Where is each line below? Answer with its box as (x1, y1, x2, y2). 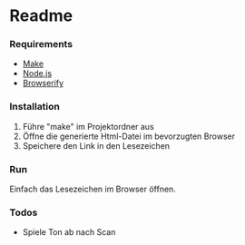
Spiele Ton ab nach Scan (22, 227, 116, 238)
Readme (9, 5, 73, 26)
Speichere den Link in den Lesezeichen (22, 140, 171, 151)
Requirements (9, 38, 73, 51)
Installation (9, 101, 61, 113)
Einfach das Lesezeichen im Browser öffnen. (9, 183, 177, 195)
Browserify (22, 78, 64, 89)
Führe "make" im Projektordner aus (22, 121, 154, 132)
